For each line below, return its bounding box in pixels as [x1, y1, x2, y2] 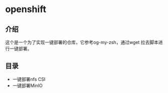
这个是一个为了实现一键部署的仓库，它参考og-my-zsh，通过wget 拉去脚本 [5, 39, 159, 45]
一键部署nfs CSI [12, 76, 46, 82]
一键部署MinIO [12, 82, 43, 88]
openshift [5, 4, 46, 15]
